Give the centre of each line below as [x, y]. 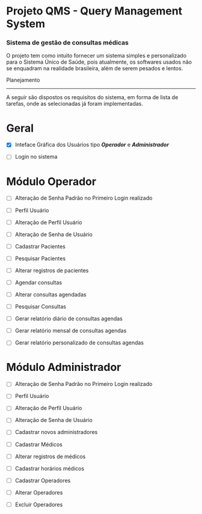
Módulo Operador [51, 181]
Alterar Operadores [39, 492]
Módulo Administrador [64, 367]
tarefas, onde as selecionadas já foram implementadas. [75, 104]
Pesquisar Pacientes [40, 258]
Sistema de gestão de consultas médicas [68, 43]
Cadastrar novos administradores [56, 432]
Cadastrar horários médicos [50, 468]
